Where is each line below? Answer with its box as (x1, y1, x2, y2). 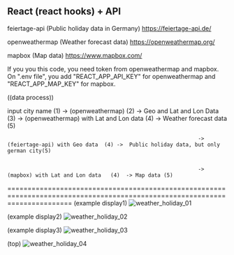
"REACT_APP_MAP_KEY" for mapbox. (7, 80, 116, 88)
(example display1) (73, 198, 128, 207)
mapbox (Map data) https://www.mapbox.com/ (7, 51, 142, 59)
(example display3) (7, 226, 63, 234)
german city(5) (7, 147, 52, 154)
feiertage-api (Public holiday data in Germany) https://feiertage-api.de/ (7, 24, 212, 32)
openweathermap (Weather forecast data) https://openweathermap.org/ (7, 38, 215, 46)
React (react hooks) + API (7, 6, 121, 17)
